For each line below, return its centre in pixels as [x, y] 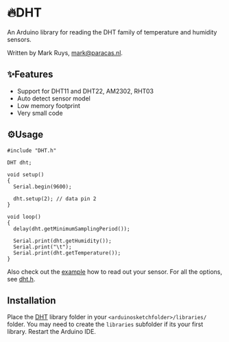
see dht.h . [21, 279]
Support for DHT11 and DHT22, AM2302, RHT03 [85, 91]
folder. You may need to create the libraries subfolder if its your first [105, 324]
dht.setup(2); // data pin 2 [55, 199]
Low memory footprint [48, 105]
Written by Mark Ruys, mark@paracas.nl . [65, 52]
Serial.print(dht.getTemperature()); [67, 253]
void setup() [26, 174]
